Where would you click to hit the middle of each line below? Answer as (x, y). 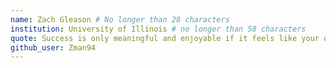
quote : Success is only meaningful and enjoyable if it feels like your (165, 38)
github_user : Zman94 (53, 47)
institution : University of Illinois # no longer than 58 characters (158, 29)
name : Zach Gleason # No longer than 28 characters (120, 19)
